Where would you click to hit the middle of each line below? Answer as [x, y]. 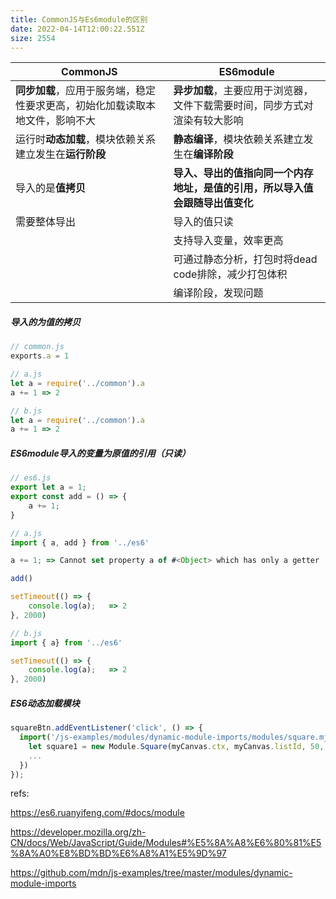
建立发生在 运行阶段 [61, 154]
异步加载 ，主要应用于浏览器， [243, 91]
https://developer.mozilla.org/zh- [78, 832]
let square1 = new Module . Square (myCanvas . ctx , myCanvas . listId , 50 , [176, 746]
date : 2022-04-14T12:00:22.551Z [77, 29]
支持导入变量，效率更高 [228, 241]
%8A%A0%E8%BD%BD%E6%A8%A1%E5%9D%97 [118, 853]
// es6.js [31, 478]
